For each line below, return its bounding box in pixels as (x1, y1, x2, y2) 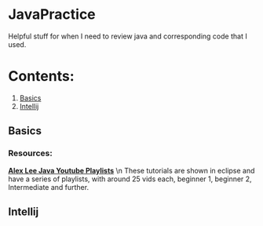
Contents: (8, 67, 75, 86)
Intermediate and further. (8, 182, 89, 191)
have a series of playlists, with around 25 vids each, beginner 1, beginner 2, (8, 174, 253, 184)
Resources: (8, 148, 53, 159)
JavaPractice (8, 5, 96, 24)
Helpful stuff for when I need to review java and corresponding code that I (8, 31, 247, 41)
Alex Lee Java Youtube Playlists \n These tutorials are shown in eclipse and (8, 166, 255, 175)
